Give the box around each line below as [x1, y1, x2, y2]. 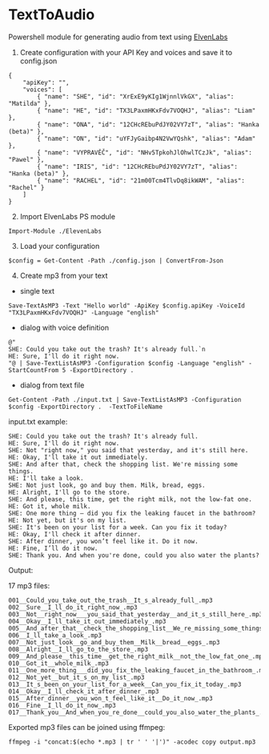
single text [19, 286, 54, 295]
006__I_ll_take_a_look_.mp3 [8, 631, 102, 640]
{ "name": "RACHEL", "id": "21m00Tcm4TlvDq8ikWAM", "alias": [37, 176, 246, 185]
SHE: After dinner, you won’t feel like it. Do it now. [8, 537, 199, 545]
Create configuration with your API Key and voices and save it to [19, 47, 233, 57]
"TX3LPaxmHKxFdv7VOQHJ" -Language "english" [8, 308, 159, 317]
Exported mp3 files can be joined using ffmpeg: [8, 722, 166, 732]
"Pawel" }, [8, 155, 45, 163]
